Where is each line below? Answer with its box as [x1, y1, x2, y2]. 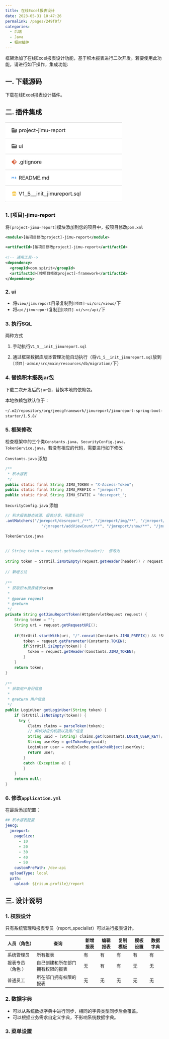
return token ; [14, 665, 44, 670]
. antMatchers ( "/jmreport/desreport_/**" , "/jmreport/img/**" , [5, 518, 138, 524]
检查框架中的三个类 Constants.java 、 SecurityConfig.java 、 [5, 438, 128, 445]
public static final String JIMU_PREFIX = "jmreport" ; [5, 487, 123, 492]
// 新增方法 [5, 570, 28, 575]
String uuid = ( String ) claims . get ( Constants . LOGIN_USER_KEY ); [27, 734, 163, 739]
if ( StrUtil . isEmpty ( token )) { [23, 644, 87, 649]
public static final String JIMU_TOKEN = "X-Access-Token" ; [5, 482, 134, 487]
